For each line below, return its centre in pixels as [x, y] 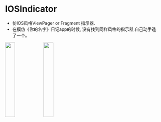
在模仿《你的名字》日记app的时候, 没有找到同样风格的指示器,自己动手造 [84, 29]
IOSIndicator [31, 9]
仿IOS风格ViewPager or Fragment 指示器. [53, 23]
